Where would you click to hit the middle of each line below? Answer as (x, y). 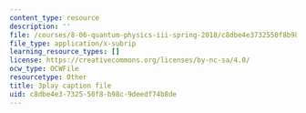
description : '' (40, 26)
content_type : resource (55, 18)
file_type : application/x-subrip (73, 43)
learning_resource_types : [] (65, 52)
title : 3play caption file (61, 86)
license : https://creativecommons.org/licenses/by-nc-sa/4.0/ (130, 60)
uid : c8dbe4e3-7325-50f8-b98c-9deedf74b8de (93, 94)
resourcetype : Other (49, 77)
